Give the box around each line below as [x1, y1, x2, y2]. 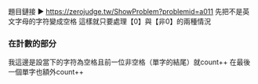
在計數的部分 [8, 38, 57, 49]
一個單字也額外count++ [8, 68, 84, 77]
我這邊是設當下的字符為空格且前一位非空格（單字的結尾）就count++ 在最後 [8, 57, 251, 67]
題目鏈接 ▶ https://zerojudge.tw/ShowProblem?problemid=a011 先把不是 [8, 7, 243, 16]
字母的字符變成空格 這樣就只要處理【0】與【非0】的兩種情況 [14, 16, 212, 26]
